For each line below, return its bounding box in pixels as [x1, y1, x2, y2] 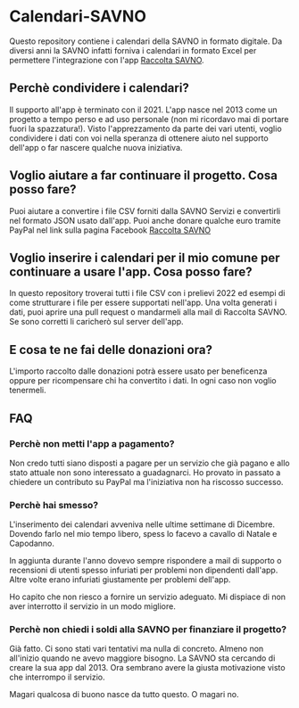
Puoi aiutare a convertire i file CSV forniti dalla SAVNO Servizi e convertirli [9, 205, 281, 216]
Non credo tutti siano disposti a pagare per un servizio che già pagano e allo [9, 457, 290, 468]
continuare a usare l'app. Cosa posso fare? [9, 264, 253, 279]
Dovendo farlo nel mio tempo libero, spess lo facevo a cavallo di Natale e [9, 529, 278, 539]
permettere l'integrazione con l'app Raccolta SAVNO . [9, 54, 204, 65]
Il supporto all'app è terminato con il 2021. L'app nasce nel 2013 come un [9, 104, 278, 115]
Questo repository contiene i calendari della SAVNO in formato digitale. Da [9, 36, 283, 46]
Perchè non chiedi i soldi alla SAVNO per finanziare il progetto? [9, 623, 287, 636]
